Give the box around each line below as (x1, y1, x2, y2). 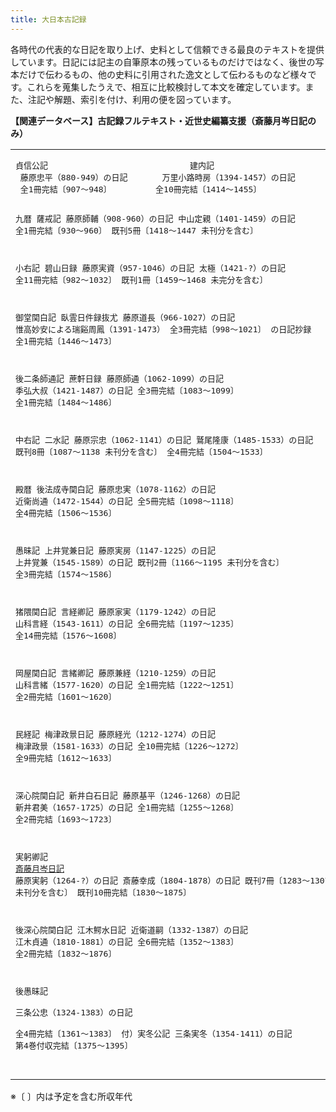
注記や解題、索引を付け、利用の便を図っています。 (27, 93, 237, 105)
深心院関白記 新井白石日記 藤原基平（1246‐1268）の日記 (15, 790, 241, 801)
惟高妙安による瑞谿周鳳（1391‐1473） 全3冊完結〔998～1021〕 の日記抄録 (15, 324, 312, 335)
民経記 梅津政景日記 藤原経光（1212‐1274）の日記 (15, 729, 217, 740)
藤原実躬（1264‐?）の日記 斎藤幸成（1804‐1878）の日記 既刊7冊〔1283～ (15, 875, 311, 886)
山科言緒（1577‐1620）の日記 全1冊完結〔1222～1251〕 (15, 679, 239, 690)
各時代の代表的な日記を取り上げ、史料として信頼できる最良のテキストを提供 (10, 43, 325, 55)
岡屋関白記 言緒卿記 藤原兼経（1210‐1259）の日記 (15, 667, 217, 678)
